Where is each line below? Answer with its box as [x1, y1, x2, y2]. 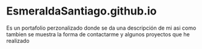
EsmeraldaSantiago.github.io [6, 4, 157, 18]
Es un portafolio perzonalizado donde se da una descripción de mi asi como [6, 24, 197, 31]
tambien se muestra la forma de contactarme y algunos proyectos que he [6, 30, 190, 38]
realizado [6, 37, 30, 44]
